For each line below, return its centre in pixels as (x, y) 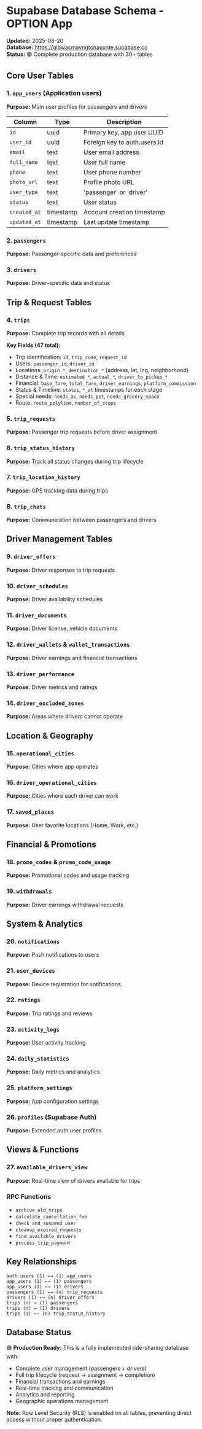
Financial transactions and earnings (60, 1381)
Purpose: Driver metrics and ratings (52, 687)
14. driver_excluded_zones (45, 703)
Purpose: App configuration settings (53, 1101)
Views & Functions (43, 1150)
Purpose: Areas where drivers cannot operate (65, 717)
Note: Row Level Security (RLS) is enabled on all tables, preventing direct (99, 1412)
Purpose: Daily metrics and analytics (53, 1072)
